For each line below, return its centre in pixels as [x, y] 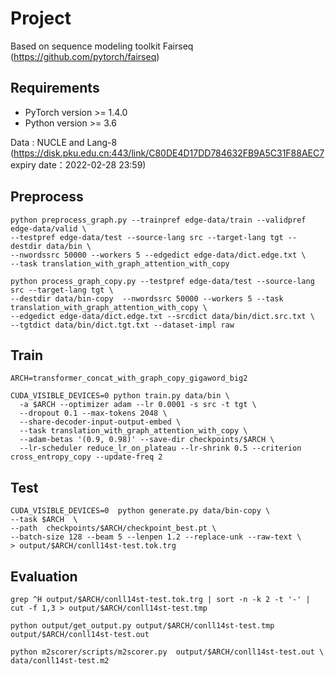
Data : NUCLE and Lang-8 [64, 142]
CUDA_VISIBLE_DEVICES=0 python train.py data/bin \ [120, 396]
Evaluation [44, 576]
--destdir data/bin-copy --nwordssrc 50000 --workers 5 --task [147, 298]
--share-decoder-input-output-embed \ [100, 422]
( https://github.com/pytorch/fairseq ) [85, 56]
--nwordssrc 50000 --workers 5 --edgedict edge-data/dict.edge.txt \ [158, 255]
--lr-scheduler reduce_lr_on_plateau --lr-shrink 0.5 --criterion [160, 448]
